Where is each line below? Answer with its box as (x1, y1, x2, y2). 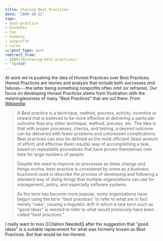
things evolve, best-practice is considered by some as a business (17, 166, 149, 172)
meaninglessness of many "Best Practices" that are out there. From (5, 95, 141, 101)
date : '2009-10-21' (5, 12, 45, 17)
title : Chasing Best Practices (5, 7, 69, 12)
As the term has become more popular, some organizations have (17, 191, 147, 197)
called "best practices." (17, 212, 64, 218)
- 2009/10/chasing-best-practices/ (5, 57, 78, 62)
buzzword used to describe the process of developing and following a (17, 171, 158, 177)
